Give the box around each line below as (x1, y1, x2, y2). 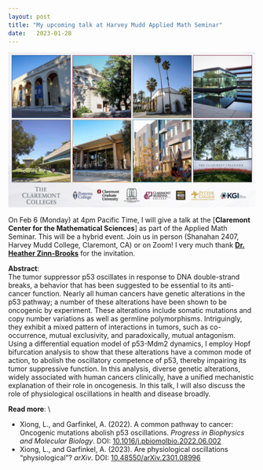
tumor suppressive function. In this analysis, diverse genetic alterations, (8, 364, 241, 373)
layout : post (8, 13, 51, 20)
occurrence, (8, 330, 48, 340)
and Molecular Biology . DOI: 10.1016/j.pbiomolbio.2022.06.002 (19, 436, 221, 446)
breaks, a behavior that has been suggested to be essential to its (8, 280, 217, 290)
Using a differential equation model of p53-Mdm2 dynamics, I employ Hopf (8, 339, 251, 348)
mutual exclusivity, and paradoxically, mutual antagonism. (49, 330, 236, 340)
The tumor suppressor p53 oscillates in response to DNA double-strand (8, 272, 240, 281)
